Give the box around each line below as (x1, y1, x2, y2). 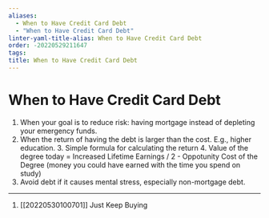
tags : (8, 49, 26, 57)
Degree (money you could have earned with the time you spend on (19, 159, 241, 169)
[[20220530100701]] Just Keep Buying (19, 200, 148, 209)
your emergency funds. (19, 126, 98, 135)
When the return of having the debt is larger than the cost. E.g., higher (19, 134, 252, 144)
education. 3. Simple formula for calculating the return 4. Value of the (19, 143, 249, 152)
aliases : (8, 11, 38, 20)
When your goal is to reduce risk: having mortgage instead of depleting (19, 117, 255, 127)
